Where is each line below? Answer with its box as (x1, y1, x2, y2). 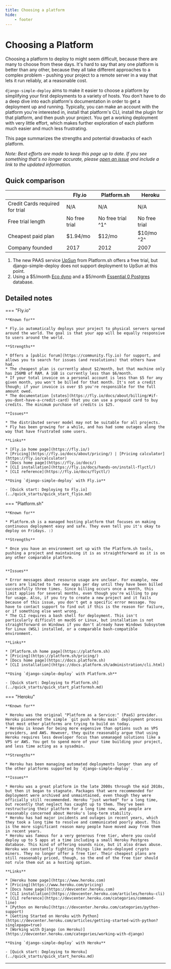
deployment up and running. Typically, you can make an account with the (5, 104, 159, 110)
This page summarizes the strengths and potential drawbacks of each (5, 135, 152, 141)
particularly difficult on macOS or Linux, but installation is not (5, 618, 154, 623)
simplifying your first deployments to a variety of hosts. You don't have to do (5, 93, 166, 99)
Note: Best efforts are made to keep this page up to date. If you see (5, 151, 147, 157)
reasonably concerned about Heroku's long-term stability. (5, 811, 133, 816)
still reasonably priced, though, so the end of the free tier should (5, 855, 158, 861)
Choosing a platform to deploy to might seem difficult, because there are (5, 56, 158, 62)
